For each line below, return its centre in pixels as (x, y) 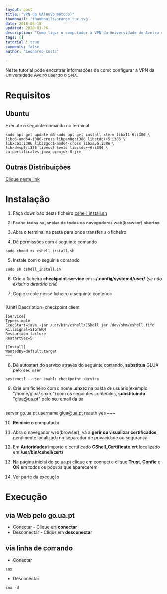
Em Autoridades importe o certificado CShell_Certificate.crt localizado (86, 447)
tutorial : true (22, 42)
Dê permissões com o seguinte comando (55, 242)
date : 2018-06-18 (24, 24)
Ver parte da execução (36, 477)
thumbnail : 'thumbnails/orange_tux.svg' (48, 19)
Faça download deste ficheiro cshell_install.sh (60, 213)
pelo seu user (27, 370)
